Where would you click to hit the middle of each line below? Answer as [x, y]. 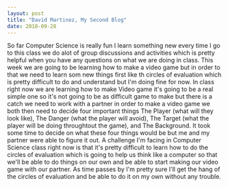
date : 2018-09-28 [32, 26]
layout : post [26, 13]
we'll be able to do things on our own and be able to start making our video [113, 162]
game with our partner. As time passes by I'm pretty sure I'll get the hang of [114, 169]
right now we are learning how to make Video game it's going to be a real [110, 89]
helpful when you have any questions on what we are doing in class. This [110, 60]
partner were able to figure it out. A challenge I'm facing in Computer [104, 140]
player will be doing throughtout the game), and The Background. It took [109, 126]
